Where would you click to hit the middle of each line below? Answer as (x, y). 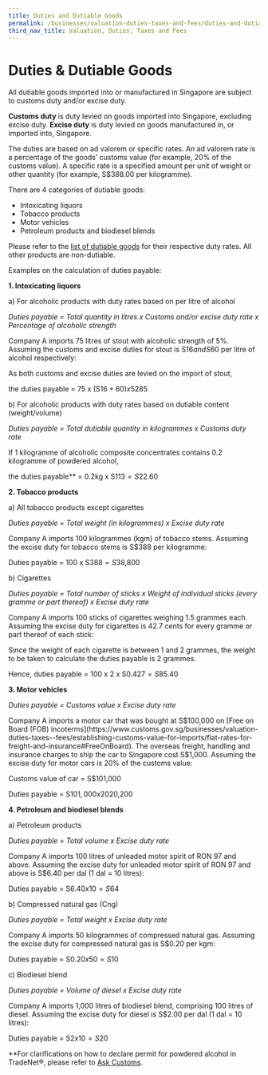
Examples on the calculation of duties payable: (85, 271)
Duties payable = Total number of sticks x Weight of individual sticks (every (133, 594)
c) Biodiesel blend (38, 975)
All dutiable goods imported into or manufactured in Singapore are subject (130, 92)
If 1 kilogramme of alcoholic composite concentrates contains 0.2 (116, 452)
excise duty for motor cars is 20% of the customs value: (100, 763)
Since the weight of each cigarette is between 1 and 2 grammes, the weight (132, 650)
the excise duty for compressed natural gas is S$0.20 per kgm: (112, 944)
